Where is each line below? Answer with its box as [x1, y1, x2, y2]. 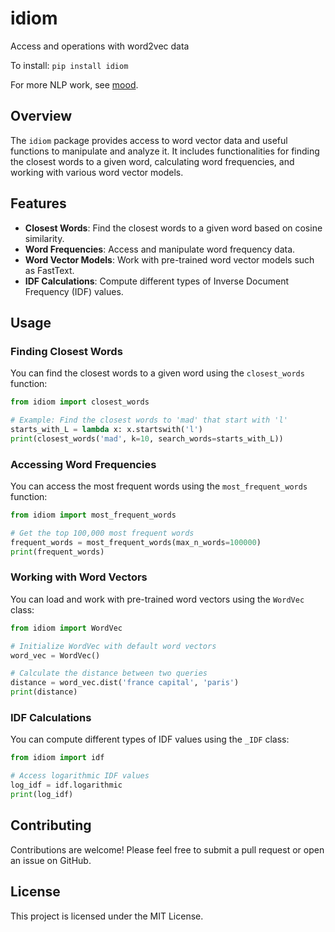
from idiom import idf [10, 753, 105, 763]
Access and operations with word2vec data [10, 40, 190, 52]
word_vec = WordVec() [10, 650, 101, 661]
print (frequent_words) [10, 547, 105, 557]
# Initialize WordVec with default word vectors [10, 641, 217, 651]
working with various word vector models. [10, 166, 184, 178]
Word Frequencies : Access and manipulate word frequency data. [24, 243, 296, 255]
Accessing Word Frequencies [10, 457, 157, 471]
